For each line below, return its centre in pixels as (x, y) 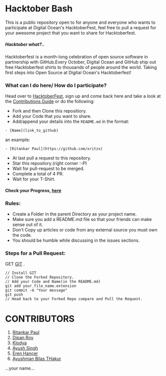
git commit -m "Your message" (36, 290)
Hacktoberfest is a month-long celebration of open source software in (77, 56)
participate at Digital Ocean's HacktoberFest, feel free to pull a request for (81, 27)
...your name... (20, 368)
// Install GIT (21, 273)
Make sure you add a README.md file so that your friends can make (82, 219)
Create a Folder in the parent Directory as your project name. (75, 214)
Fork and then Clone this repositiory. (49, 111)
